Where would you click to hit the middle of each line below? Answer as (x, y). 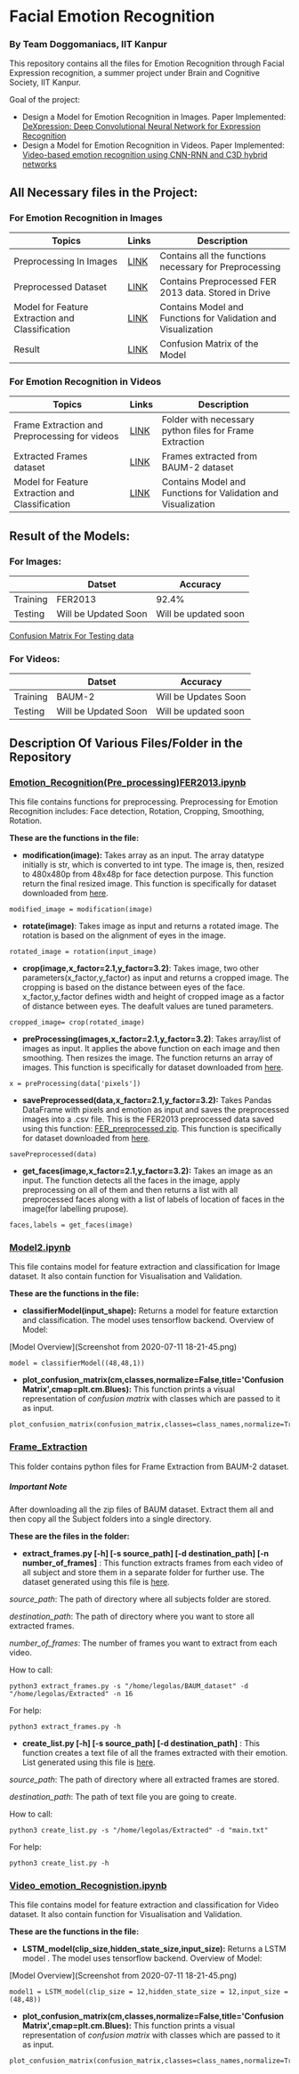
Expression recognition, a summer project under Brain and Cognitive (135, 73)
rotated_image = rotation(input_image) (83, 952)
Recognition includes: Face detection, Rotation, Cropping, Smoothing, (137, 812)
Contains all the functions (213, 256)
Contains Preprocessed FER (218, 282)
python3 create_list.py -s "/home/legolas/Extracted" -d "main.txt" (139, 1830)
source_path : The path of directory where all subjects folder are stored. (140, 1599)
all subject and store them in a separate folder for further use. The (143, 1572)
